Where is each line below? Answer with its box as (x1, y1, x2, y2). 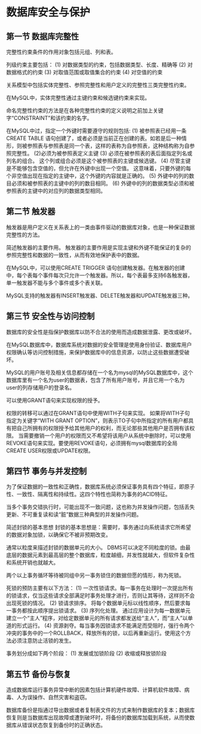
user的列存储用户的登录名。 (6, 384, 75, 391)
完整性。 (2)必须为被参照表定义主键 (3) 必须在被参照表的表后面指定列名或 (11, 150, 193, 157)
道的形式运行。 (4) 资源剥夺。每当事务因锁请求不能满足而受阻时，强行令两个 (6, 622, 195, 629)
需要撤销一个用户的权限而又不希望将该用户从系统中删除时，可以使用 (23, 432, 191, 439)
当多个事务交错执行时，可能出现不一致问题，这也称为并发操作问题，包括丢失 (6, 503, 195, 511)
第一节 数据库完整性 (6, 31, 79, 41)
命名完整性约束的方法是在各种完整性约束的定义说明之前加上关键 (6, 107, 163, 114)
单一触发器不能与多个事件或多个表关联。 (6, 279, 106, 286)
